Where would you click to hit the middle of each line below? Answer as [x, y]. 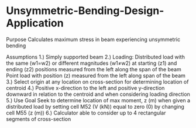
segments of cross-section [39, 119]
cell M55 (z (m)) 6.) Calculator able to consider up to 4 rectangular [86, 113]
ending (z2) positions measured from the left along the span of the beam [94, 69]
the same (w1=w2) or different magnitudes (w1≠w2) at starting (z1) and [92, 63]
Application [35, 23]
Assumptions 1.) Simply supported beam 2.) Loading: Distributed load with [96, 57]
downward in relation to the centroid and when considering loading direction [98, 94]
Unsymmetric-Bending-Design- [85, 11]
